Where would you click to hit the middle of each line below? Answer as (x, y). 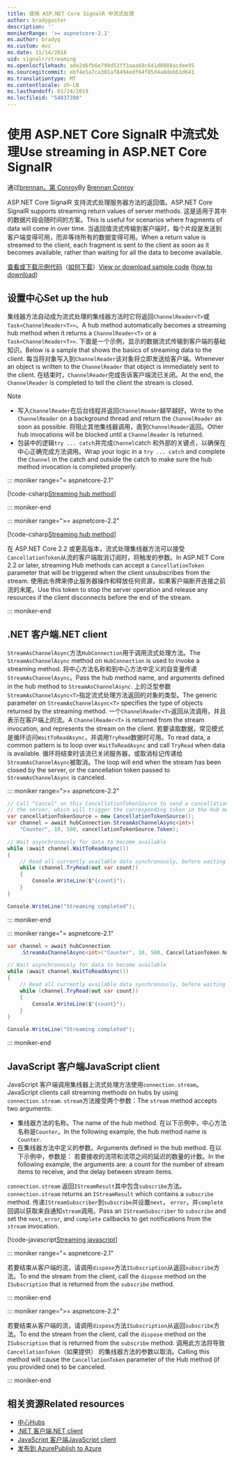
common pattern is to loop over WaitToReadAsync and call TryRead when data (116, 745)
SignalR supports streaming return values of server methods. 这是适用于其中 (117, 211)
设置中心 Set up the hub (58, 298)
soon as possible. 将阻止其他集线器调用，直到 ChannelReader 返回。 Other (120, 427)
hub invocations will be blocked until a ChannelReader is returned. (110, 434)
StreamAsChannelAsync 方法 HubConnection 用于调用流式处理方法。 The (104, 652)
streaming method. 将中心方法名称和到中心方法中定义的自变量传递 (102, 669)
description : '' (31, 26)
